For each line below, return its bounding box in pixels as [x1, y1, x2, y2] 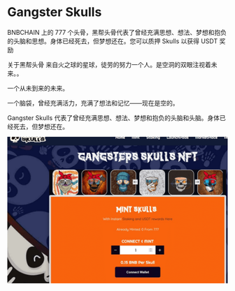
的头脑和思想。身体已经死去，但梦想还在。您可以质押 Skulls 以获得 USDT [7, 36, 218, 45]
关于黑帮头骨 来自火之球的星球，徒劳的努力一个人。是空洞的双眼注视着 [7, 60, 211, 68]
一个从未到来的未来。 [7, 84, 69, 92]
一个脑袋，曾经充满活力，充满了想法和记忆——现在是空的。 [7, 98, 179, 107]
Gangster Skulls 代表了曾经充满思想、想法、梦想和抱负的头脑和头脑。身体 [7, 113, 220, 122]
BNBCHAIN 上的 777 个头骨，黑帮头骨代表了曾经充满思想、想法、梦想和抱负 [7, 28, 227, 36]
